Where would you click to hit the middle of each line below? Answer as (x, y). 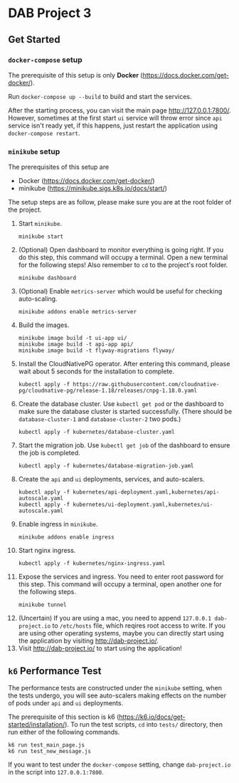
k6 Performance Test (55, 671)
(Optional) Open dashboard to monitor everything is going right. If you (121, 250)
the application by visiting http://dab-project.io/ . (89, 641)
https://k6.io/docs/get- (152, 717)
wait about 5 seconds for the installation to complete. (96, 371)
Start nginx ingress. (47, 551)
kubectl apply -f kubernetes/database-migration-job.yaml (106, 466)
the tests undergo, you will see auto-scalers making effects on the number (117, 695)
